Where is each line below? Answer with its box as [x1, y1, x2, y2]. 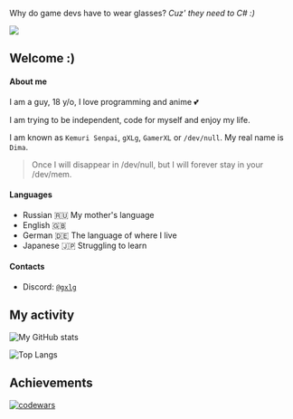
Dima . [9, 141, 29, 152]
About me [9, 76, 48, 87]
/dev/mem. [31, 168, 72, 179]
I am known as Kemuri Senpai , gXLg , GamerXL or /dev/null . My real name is [9, 131, 284, 143]
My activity [9, 308, 75, 323]
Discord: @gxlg [22, 281, 77, 292]
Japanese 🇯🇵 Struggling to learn [22, 240, 147, 251]
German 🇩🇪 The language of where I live [22, 230, 178, 241]
